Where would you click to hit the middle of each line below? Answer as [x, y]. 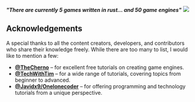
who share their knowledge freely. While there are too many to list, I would [97, 49]
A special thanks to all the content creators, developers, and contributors [95, 43]
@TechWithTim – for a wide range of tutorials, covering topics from [98, 73]
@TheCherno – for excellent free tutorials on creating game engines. [99, 67]
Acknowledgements [44, 29]
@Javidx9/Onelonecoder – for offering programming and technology [100, 86]
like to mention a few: [32, 55]
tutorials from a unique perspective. [59, 92]
